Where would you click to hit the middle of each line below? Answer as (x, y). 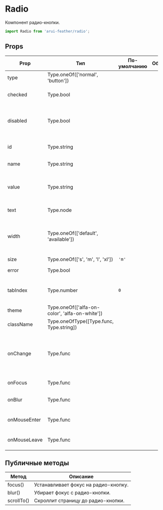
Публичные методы (37, 463)
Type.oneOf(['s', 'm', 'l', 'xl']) (80, 259)
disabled (17, 121)
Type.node (59, 210)
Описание (81, 476)
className (20, 324)
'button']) (58, 80)
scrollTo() (18, 501)
